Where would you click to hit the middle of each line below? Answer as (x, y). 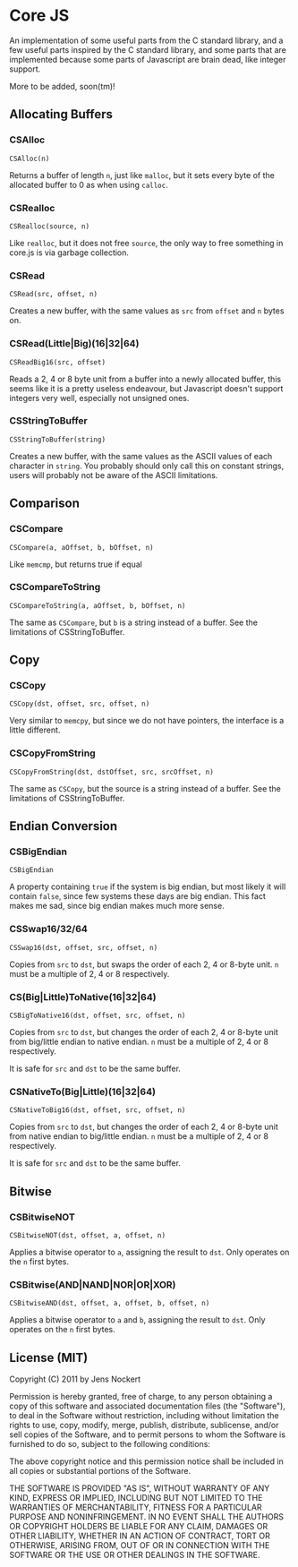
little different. (35, 730)
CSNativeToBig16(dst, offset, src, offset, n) (98, 1110)
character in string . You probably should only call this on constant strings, (147, 466)
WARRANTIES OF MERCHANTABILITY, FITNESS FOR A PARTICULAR (136, 1507)
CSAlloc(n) (30, 158)
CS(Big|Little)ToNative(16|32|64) (83, 997)
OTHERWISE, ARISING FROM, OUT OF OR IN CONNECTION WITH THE (140, 1546)
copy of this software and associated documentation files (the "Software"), (148, 1406)
